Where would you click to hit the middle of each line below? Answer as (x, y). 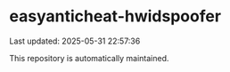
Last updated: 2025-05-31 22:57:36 (75, 41)
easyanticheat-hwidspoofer (115, 16)
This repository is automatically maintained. (89, 58)
